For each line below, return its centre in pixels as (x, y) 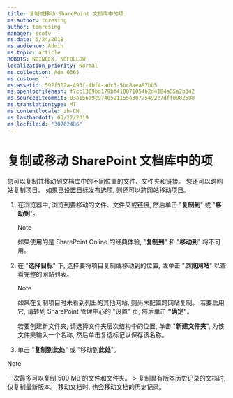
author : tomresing (34, 27)
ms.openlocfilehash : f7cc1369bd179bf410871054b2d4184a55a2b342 (101, 91)
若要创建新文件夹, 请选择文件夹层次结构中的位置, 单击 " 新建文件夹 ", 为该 (121, 326)
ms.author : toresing (37, 20)
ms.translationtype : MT (42, 105)
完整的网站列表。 (48, 274)
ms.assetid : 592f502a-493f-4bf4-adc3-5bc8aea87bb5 (82, 85)
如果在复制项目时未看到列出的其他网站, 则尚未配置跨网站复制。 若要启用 (121, 303)
